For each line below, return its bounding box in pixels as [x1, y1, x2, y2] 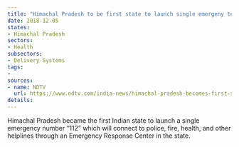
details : [7, 97, 33, 104]
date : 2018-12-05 [7, 17, 59, 24]
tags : [7, 64, 23, 71]
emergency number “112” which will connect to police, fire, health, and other [7, 124, 231, 132]
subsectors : [7, 51, 43, 58]
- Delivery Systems [7, 57, 65, 64]
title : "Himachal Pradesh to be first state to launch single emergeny [7, 10, 224, 18]
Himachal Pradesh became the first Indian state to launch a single [7, 116, 200, 125]
